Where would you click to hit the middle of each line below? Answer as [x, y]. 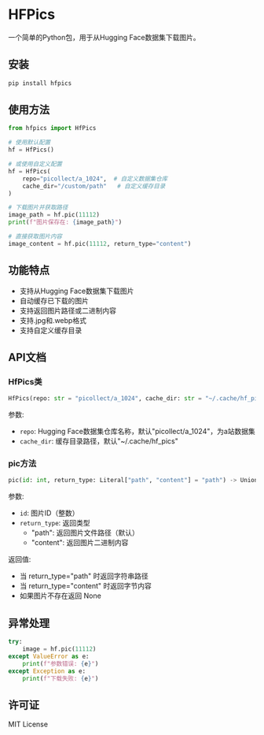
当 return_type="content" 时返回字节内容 [85, 586]
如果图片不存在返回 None [60, 596]
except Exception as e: [47, 671]
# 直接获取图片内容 [35, 237]
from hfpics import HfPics [52, 128]
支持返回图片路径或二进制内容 [68, 310]
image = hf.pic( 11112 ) [59, 649]
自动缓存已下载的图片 [54, 300]
